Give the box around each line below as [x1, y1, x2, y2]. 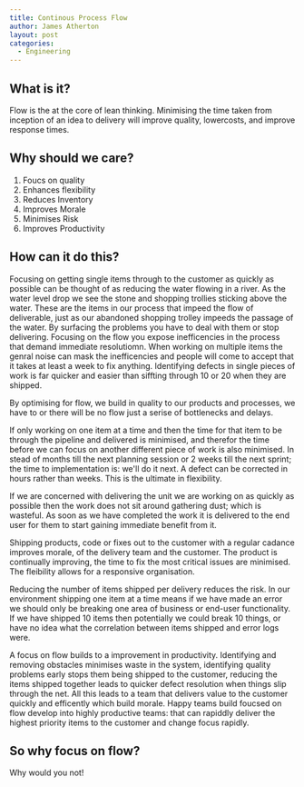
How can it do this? [9, 249, 120, 264]
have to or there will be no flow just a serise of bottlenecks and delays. [9, 406, 274, 418]
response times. [9, 124, 70, 134]
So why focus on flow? [9, 742, 141, 759]
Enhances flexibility [22, 184, 96, 195]
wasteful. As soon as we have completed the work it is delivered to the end [9, 510, 290, 521]
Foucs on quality [22, 174, 85, 185]
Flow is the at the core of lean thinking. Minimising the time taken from [9, 105, 272, 115]
